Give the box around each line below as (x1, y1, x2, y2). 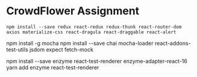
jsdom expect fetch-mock (29, 46, 93, 53)
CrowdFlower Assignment (6, 4, 140, 18)
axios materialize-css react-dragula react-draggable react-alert (6, 29, 177, 35)
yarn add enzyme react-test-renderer (6, 64, 99, 71)
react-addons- (154, 39, 191, 47)
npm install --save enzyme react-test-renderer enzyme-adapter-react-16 (6, 57, 188, 64)
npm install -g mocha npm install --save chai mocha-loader (6, 39, 154, 47)
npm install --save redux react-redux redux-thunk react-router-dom (6, 24, 182, 30)
